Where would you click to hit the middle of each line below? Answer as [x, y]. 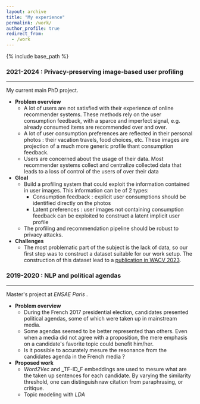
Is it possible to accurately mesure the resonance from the [95, 350]
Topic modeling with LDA [54, 394]
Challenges [29, 241]
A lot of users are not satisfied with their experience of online [99, 108]
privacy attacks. [43, 235]
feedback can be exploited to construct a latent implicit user [106, 216]
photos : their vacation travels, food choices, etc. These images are [106, 140]
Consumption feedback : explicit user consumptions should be [109, 197]
